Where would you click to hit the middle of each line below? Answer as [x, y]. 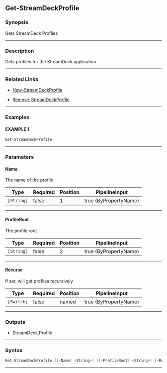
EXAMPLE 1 [17, 129]
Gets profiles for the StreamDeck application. [51, 61]
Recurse [14, 270]
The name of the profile [29, 180]
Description [20, 51]
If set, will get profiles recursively [39, 281]
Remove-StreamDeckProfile [41, 100]
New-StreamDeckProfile [37, 90]
